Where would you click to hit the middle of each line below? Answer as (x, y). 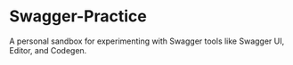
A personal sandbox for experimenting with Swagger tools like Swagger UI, (147, 41)
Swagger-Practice (78, 16)
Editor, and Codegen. (48, 50)
